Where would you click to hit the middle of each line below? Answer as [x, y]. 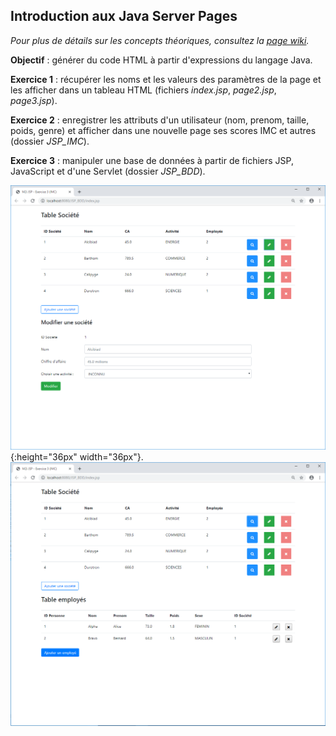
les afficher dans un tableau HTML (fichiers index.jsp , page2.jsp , [143, 90]
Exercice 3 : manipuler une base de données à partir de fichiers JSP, [152, 160]
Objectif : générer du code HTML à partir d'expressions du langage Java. [161, 60]
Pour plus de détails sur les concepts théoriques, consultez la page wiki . [160, 40]
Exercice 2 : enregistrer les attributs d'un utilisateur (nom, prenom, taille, [160, 120]
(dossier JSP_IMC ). [50, 141]
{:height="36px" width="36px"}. [77, 456]
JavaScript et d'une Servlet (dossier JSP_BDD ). [108, 171]
